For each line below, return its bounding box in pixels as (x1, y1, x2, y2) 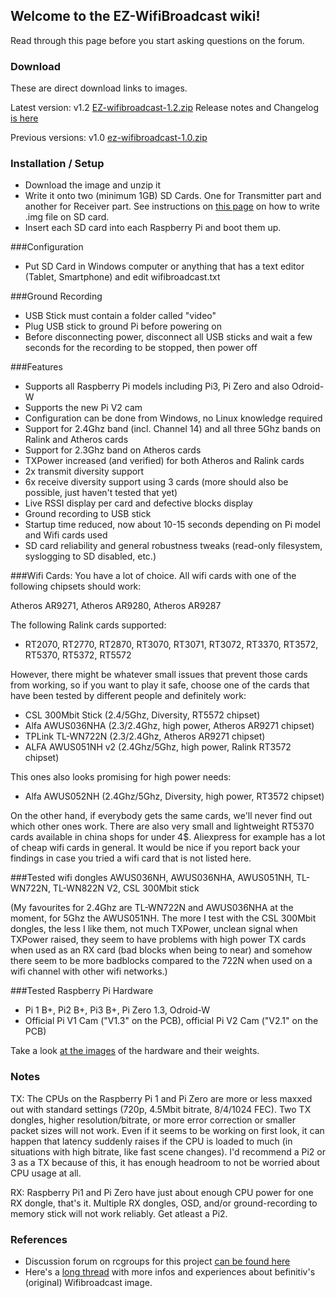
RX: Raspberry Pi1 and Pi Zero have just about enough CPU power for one (10, 1186, 314, 1198)
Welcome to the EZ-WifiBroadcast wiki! (10, 8, 261, 25)
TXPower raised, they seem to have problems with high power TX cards (10, 934, 307, 946)
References (10, 1232, 68, 1246)
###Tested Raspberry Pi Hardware (10, 985, 154, 997)
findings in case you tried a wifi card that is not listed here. (10, 852, 252, 864)
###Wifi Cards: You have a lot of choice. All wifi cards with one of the (10, 570, 297, 582)
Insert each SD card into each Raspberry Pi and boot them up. (24, 222, 282, 234)
